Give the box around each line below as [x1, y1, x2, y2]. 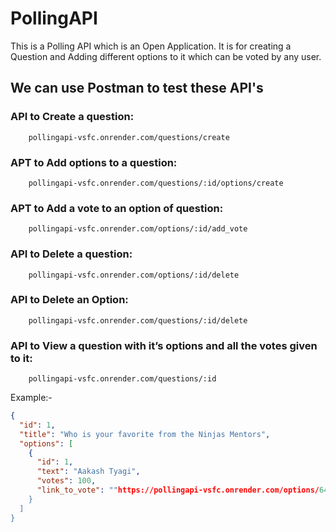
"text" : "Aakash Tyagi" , [36, 467, 141, 477]
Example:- [10, 392, 53, 404]
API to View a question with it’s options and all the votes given [10, 338, 318, 352]
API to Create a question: [10, 110, 135, 124]
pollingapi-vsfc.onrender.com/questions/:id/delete [28, 315, 248, 326]
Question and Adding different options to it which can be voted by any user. [10, 50, 322, 62]
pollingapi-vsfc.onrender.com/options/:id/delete [28, 270, 240, 280]
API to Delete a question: [10, 247, 133, 261]
